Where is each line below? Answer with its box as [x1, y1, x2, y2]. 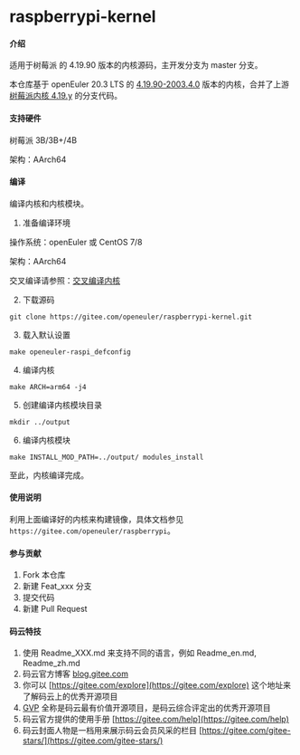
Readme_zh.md [22, 658, 81, 669]
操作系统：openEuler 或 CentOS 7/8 [9, 236, 143, 247]
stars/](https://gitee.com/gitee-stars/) [22, 735, 164, 746]
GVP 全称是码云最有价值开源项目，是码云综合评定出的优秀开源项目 [22, 702, 271, 713]
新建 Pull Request [22, 604, 88, 615]
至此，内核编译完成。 [9, 469, 89, 481]
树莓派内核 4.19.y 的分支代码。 [9, 91, 123, 101]
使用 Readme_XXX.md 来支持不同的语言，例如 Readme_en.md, [22, 647, 258, 658]
